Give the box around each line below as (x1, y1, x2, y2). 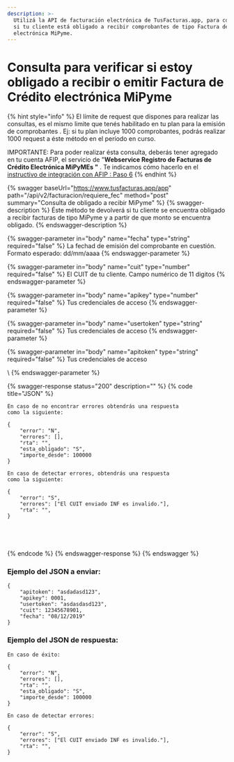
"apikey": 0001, (19, 595, 68, 602)
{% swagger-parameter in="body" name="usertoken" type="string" (7, 319, 203, 328)
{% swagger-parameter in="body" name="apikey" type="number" (7, 291, 198, 300)
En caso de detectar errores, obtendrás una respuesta (7, 470, 170, 478)
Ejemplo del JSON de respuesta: (7, 635, 118, 645)
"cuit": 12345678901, (19, 607, 82, 614)
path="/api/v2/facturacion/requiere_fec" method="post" (7, 191, 169, 199)
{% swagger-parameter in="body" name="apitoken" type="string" (7, 348, 198, 356)
